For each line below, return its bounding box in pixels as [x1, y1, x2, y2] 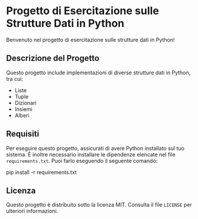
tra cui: [6, 75, 24, 82]
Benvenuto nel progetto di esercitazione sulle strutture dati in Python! [6, 36, 175, 43]
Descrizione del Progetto [6, 53, 99, 63]
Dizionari [14, 99, 37, 106]
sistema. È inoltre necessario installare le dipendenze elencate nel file [6, 151, 176, 158]
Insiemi [14, 105, 33, 113]
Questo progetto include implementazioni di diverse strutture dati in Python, [6, 69, 191, 76]
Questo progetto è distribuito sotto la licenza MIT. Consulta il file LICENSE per [6, 201, 192, 208]
